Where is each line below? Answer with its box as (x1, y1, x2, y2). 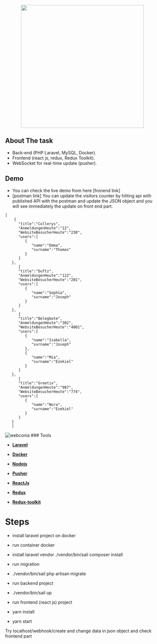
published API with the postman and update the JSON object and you (12, 198, 153, 204)
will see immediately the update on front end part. (12, 203, 113, 209)
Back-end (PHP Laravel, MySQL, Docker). (12, 150, 97, 155)
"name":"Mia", (31, 355, 60, 360)
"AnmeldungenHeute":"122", (18, 273, 74, 278)
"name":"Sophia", (31, 290, 67, 295)
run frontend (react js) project (12, 599, 73, 605)
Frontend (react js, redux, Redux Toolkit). (12, 155, 95, 161)
